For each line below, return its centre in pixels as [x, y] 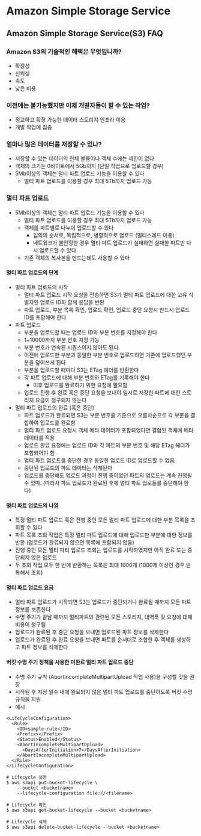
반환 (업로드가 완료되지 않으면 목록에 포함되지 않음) [74, 543]
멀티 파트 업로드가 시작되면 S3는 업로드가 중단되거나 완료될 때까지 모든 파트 [103, 602]
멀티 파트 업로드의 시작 [41, 287]
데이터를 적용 [39, 437]
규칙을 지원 [28, 699]
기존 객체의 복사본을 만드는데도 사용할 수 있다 [77, 258]
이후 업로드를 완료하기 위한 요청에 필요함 [80, 385]
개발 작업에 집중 [33, 127]
